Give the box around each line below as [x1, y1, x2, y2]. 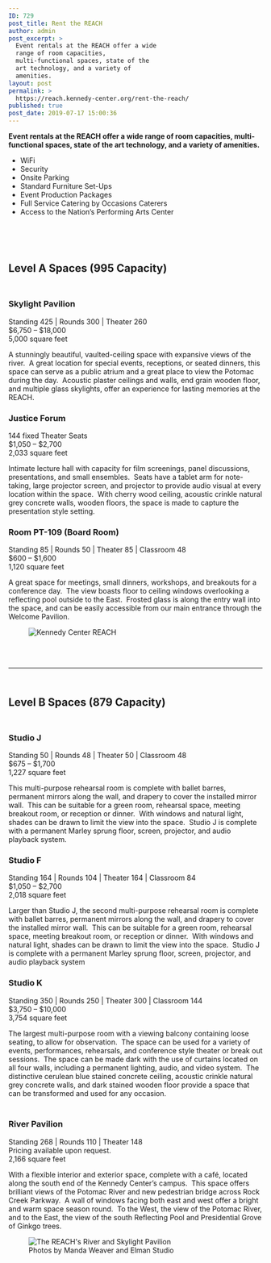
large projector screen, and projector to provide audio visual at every [32, 481, 261, 490]
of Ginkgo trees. [8, 1221, 62, 1231]
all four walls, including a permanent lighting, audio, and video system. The [8, 1062, 260, 1073]
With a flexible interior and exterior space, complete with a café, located [8, 1169, 248, 1179]
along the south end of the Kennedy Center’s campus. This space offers [8, 1178, 250, 1188]
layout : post [8, 79, 52, 87]
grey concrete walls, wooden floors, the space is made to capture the [8, 498, 240, 507]
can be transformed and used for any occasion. [8, 1088, 167, 1098]
